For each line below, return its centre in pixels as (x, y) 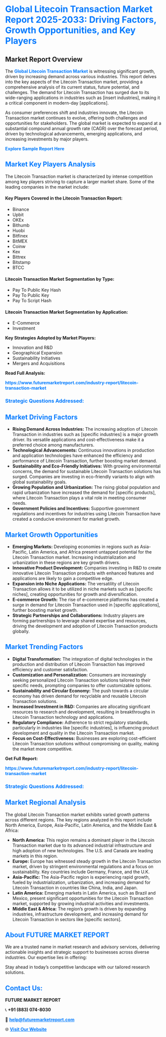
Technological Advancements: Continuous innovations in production (83, 450)
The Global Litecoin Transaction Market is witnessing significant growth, (80, 71)
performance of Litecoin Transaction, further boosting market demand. (85, 461)
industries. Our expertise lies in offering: (46, 957)
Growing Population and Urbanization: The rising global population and (86, 487)
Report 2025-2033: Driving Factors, (81, 20)
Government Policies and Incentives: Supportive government (76, 508)
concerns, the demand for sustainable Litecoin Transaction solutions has (86, 471)
